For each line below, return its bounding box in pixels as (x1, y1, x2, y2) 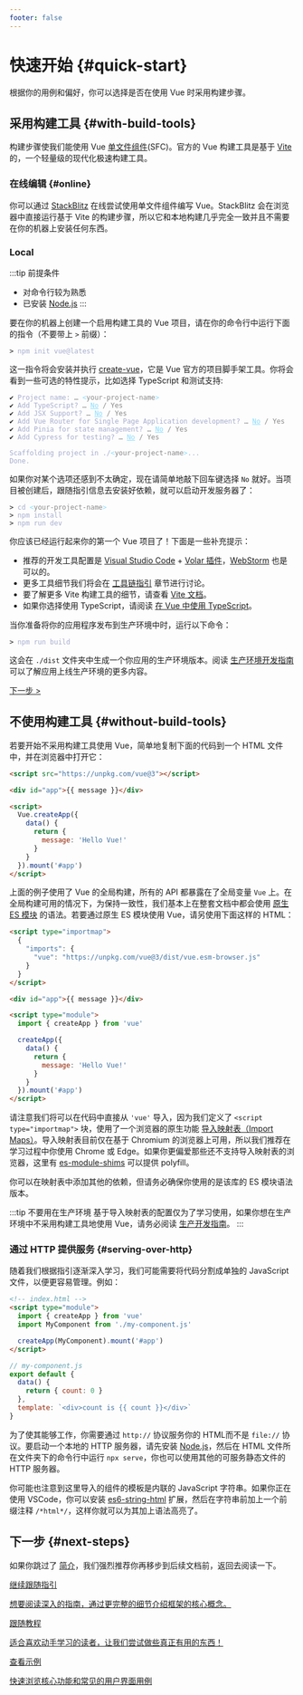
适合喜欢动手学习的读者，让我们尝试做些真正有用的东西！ (9, 1636, 223, 1648)
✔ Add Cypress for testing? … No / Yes (9, 432, 160, 442)
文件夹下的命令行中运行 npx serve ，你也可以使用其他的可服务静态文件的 (16, 1451, 287, 1462)
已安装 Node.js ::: (22, 298, 88, 309)
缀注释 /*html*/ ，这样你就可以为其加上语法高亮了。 (9, 1505, 204, 1516)
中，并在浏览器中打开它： (9, 751, 105, 761)
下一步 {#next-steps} (9, 1534, 130, 1549)
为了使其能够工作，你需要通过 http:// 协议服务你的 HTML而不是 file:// (9, 1429, 280, 1440)
